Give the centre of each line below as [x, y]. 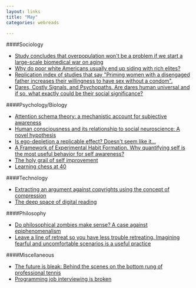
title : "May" [22, 17]
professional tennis [38, 273]
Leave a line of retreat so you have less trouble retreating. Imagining [97, 237]
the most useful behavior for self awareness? [69, 154]
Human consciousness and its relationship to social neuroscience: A [97, 129]
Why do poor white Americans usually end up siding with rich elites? [97, 68]
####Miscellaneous [30, 255]
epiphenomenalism [38, 231]
